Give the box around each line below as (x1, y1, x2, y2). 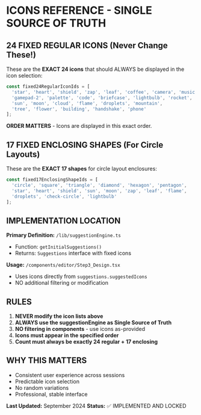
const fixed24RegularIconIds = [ (6, 83, 90, 89)
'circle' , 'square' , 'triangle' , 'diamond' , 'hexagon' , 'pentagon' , (11, 182, 187, 188)
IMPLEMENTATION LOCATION (6, 216, 121, 226)
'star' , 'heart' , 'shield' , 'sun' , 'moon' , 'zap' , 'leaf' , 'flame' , (11, 187, 187, 194)
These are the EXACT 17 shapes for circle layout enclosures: (6, 165, 158, 172)
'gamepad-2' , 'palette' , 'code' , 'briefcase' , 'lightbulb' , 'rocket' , (11, 94, 193, 101)
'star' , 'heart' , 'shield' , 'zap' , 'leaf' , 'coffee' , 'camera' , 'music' (11, 89, 198, 95)
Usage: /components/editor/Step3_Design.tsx (6, 261, 120, 268)
